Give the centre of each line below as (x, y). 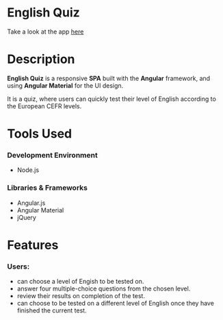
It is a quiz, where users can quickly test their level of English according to (112, 99)
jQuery (26, 217)
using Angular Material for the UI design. (65, 85)
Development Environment (52, 155)
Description (41, 59)
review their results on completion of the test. (81, 296)
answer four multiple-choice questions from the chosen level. (104, 288)
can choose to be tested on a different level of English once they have (115, 304)
